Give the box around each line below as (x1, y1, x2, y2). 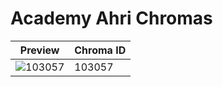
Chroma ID (74, 43, 127, 57)
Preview (19, 43, 60, 57)
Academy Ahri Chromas (10, 7, 213, 30)
